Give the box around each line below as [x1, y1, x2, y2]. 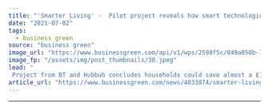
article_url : [8, 78, 52, 86]
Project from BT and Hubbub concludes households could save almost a [11, 71, 252, 79]
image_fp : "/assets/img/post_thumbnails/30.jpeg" [8, 57, 178, 65]
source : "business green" [8, 41, 94, 49]
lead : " [8, 64, 34, 72]
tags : [8, 26, 26, 34]
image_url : [8, 49, 45, 57]
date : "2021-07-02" [8, 19, 74, 27]
